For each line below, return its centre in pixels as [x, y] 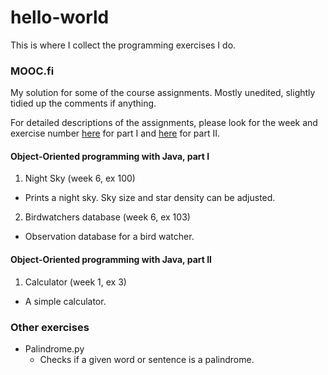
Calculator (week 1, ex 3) [75, 282]
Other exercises [50, 327]
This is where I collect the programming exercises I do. [123, 45]
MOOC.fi [32, 71]
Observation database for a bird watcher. [109, 237]
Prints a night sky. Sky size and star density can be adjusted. [150, 198]
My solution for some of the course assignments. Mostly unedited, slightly [163, 93]
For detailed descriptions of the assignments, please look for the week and [164, 123]
